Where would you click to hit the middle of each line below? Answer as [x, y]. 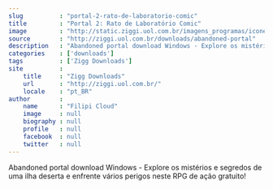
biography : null [52, 122]
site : [36, 69]
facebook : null [52, 136]
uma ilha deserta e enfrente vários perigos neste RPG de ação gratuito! [127, 176]
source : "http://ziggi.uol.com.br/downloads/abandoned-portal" [132, 39]
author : [36, 99]
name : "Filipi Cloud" [70, 106]
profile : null [52, 129]
